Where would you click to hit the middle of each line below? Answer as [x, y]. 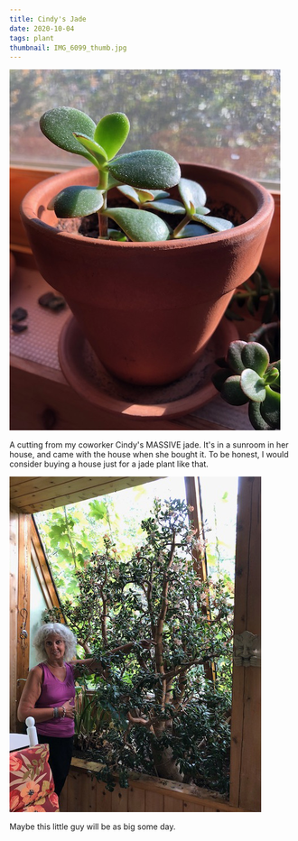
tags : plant [32, 38]
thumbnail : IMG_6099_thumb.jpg [68, 48]
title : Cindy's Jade [48, 19]
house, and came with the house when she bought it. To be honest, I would [149, 455]
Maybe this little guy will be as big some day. [93, 827]
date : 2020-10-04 [42, 28]
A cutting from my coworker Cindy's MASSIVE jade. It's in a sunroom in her [149, 445]
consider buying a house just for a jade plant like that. [109, 464]
